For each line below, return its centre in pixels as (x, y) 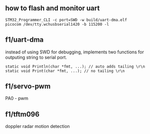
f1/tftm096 (22, 114)
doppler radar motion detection (38, 126)
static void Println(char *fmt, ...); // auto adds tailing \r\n (75, 66)
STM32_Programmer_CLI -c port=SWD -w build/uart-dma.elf (66, 20)
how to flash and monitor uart (52, 8)
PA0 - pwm (17, 98)
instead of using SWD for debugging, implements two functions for (75, 52)
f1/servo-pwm (28, 86)
